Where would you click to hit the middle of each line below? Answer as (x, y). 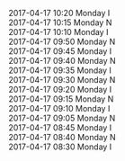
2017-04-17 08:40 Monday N (62, 137)
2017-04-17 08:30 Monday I (60, 147)
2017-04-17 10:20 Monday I (59, 13)
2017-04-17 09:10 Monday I (59, 108)
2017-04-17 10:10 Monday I (58, 32)
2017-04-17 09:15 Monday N (61, 99)
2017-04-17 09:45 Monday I (60, 51)
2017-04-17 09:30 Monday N (62, 80)
